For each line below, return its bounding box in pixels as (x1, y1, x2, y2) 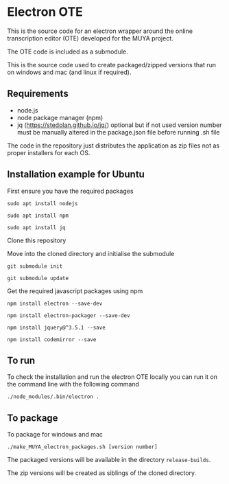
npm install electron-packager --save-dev (7, 312, 130, 319)
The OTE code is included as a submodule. (7, 47, 128, 56)
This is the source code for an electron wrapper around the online (7, 27, 193, 35)
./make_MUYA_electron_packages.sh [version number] (7, 443, 158, 450)
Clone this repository (7, 236, 67, 244)
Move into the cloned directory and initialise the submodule (7, 249, 175, 257)
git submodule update (7, 275, 69, 281)
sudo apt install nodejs (7, 200, 78, 207)
